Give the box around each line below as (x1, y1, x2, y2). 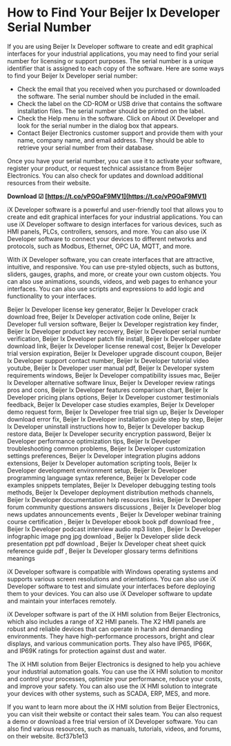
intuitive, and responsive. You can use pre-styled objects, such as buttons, (7, 262, 219, 271)
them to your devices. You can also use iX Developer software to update (7, 589, 212, 597)
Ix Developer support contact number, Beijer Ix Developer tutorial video (7, 356, 209, 364)
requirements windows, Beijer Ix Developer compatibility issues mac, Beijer (7, 371, 221, 380)
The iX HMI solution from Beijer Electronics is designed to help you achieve (7, 660, 221, 668)
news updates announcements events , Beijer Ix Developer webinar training (7, 510, 222, 518)
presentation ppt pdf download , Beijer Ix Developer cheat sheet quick (7, 539, 206, 548)
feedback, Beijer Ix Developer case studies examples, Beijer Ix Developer (7, 400, 215, 408)
